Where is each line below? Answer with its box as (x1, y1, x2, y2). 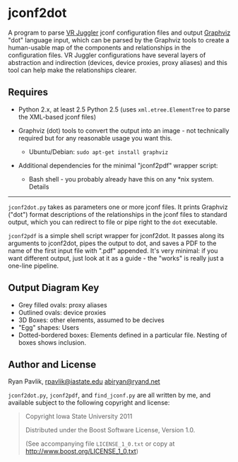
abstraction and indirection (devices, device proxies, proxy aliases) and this (8, 58, 228, 66)
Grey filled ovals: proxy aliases (18, 300, 108, 309)
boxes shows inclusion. (18, 338, 87, 347)
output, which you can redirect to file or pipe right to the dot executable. (8, 218, 218, 226)
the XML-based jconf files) (18, 112, 97, 121)
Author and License (8, 358, 97, 370)
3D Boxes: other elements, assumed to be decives (18, 316, 165, 324)
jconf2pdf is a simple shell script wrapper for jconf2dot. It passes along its (8, 231, 225, 239)
